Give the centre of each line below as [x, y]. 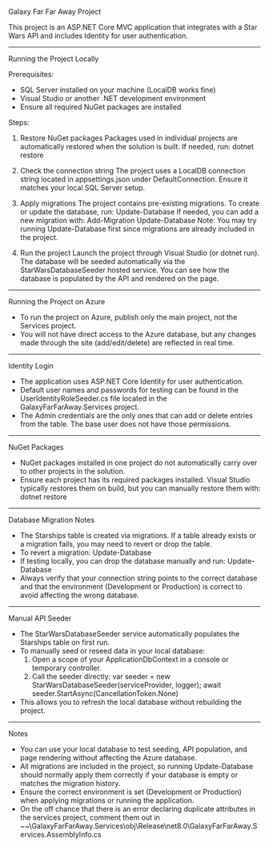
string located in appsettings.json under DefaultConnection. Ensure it [134, 179]
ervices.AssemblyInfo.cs [60, 835]
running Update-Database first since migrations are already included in [137, 229]
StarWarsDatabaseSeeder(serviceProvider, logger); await [126, 685]
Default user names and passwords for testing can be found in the [129, 390]
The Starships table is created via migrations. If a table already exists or [138, 535]
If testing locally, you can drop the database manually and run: [122, 561]
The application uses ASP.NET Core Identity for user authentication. [132, 381]
